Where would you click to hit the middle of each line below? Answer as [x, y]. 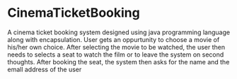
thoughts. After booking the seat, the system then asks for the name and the [118, 62]
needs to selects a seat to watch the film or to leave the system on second [116, 55]
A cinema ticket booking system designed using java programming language [119, 32]
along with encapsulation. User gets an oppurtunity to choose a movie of [114, 39]
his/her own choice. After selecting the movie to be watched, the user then [116, 47]
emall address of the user [45, 69]
